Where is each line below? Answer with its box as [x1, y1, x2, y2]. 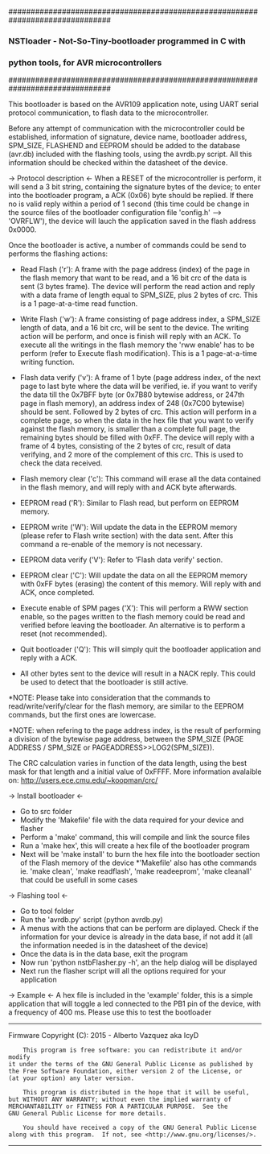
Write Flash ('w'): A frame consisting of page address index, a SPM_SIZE [19, 314, 261, 325]
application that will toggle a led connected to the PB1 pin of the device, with [8, 999, 261, 1009]
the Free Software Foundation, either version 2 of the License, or [8, 1067, 243, 1076]
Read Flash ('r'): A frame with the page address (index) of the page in [19, 265, 251, 275]
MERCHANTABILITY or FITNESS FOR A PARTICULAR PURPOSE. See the [8, 1102, 228, 1111]
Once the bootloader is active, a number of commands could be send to [8, 241, 247, 250]
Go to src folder [19, 807, 72, 817]
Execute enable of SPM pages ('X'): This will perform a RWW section [19, 603, 249, 613]
